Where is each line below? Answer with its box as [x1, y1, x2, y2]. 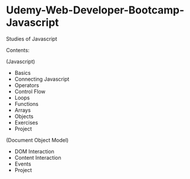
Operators [14, 81, 39, 88]
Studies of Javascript [6, 35, 57, 42]
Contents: [6, 46, 30, 53]
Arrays [14, 106, 31, 113]
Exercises [14, 119, 39, 126]
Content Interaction [14, 154, 61, 161]
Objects [14, 112, 34, 120]
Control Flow [14, 88, 46, 95]
